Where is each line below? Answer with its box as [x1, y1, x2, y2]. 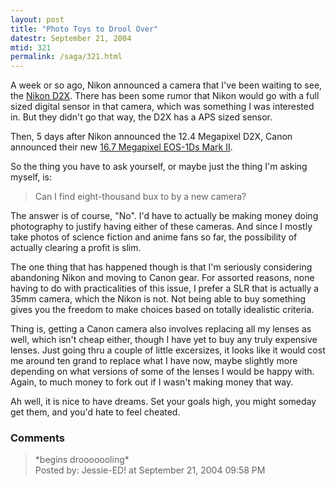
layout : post [10, 14, 65, 25]
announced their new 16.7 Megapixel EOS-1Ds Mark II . [10, 141, 233, 153]
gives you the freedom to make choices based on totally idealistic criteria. [10, 304, 315, 316]
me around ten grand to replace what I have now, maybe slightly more [10, 355, 298, 367]
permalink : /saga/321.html [10, 52, 123, 62]
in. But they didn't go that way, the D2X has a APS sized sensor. [10, 111, 273, 123]
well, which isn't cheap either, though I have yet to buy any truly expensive [10, 334, 318, 346]
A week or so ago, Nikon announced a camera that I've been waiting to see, [10, 79, 323, 91]
